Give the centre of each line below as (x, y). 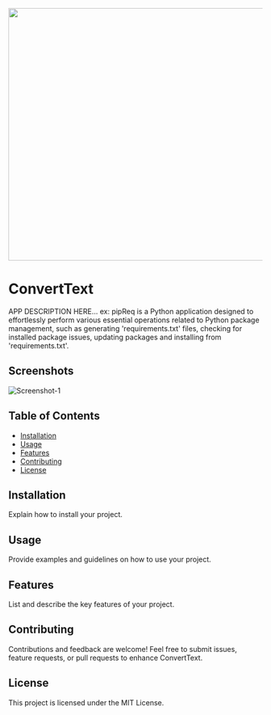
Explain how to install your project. (65, 515)
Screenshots (41, 371)
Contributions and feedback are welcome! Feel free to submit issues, (123, 649)
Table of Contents (54, 416)
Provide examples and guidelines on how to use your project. (110, 559)
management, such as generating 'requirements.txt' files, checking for (125, 328)
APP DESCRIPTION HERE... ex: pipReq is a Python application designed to (131, 311)
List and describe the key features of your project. (92, 604)
